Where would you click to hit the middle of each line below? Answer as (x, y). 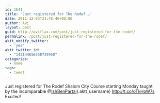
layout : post (18, 28)
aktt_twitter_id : (23, 50)
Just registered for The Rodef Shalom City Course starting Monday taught (79, 86)
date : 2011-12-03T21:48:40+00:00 (39, 18)
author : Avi (17, 23)
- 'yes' (17, 45)
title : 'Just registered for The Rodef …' (48, 14)
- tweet (17, 73)
